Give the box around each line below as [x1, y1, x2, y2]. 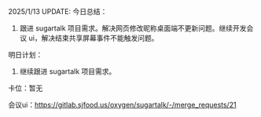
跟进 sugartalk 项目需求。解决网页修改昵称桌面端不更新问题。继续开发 [19, 24, 247, 33]
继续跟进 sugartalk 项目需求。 [19, 67, 116, 76]
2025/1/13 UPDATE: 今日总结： [8, 7, 108, 16]
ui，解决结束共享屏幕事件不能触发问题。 [28, 34, 159, 42]
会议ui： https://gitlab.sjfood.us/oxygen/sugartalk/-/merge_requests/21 [8, 101, 237, 109]
